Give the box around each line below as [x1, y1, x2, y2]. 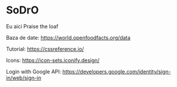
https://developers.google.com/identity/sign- [62, 68, 171, 75]
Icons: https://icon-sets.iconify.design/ [6, 57, 100, 64]
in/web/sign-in [6, 74, 42, 81]
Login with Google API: [6, 68, 62, 75]
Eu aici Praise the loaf [6, 23, 59, 30]
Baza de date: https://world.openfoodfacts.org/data [6, 34, 131, 41]
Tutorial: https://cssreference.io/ [6, 45, 84, 53]
